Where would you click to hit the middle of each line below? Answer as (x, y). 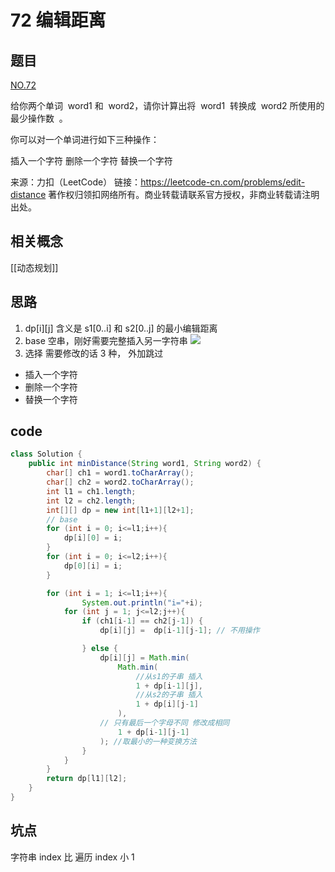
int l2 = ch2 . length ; (91, 501)
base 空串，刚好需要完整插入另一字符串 (106, 340)
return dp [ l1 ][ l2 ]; (87, 779)
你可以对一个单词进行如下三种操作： (85, 139)
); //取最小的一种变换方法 (148, 741)
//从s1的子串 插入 (169, 676)
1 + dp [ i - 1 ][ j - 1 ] (153, 732)
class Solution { (46, 454)
